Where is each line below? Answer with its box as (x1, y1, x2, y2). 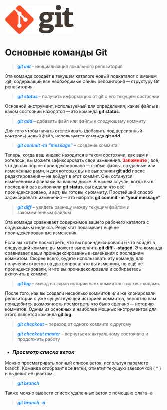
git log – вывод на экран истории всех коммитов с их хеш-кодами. (17, 280, 161, 286)
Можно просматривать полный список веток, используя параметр (5, 360, 149, 366)
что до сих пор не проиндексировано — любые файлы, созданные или (5, 162, 156, 168)
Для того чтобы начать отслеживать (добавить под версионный (5, 128, 142, 134)
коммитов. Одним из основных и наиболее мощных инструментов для (5, 306, 157, 312)
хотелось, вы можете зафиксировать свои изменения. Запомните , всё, (5, 157, 160, 163)
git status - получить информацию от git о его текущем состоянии (17, 93, 160, 99)
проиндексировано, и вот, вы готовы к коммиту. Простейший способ (5, 189, 153, 195)
